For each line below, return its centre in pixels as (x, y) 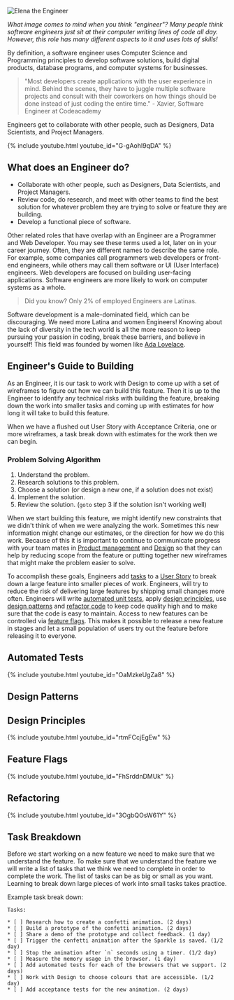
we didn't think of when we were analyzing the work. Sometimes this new (113, 525)
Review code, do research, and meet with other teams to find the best (118, 199)
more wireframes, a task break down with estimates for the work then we (112, 433)
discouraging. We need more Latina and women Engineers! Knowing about (115, 321)
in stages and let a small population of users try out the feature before (108, 628)
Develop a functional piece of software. (74, 221)
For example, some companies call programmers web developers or (105, 257)
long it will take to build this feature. (58, 412)
